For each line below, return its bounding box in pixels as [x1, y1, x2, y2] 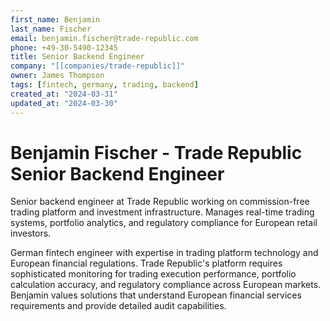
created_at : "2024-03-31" [10, 89, 118, 99]
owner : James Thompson [10, 71, 105, 81]
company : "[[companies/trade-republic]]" [10, 61, 186, 71]
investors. [10, 227, 52, 240]
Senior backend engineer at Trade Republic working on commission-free [10, 196, 310, 208]
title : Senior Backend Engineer [10, 52, 145, 62]
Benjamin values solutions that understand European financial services [10, 289, 302, 301]
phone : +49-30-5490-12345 [10, 42, 118, 53]
